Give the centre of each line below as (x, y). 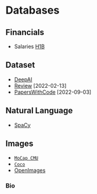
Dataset (20, 65)
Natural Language (39, 111)
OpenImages (30, 170)
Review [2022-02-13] (40, 85)
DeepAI (23, 79)
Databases (33, 10)
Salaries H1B (29, 46)
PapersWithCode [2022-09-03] (53, 92)
